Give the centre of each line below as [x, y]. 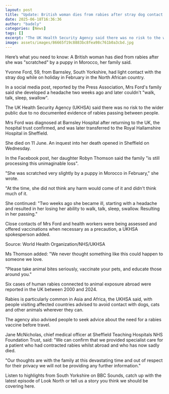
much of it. [16, 193]
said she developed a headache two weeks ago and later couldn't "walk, [80, 92]
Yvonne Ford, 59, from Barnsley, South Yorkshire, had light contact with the [83, 72]
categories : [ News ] [26, 29]
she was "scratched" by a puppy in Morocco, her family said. [68, 62]
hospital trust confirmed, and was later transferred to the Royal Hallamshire [83, 128]
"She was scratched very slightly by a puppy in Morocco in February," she [82, 173]
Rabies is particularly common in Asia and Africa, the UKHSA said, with [79, 299]
